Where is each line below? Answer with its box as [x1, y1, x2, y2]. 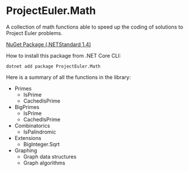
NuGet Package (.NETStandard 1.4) [6, 41, 91, 48]
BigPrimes [14, 103, 40, 110]
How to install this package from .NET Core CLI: [6, 52, 121, 59]
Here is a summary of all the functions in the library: [6, 73, 131, 80]
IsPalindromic [23, 128, 57, 135]
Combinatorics [14, 122, 50, 129]
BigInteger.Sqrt [23, 141, 60, 148]
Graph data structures [23, 153, 77, 160]
